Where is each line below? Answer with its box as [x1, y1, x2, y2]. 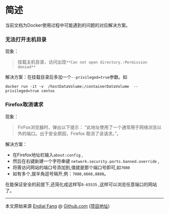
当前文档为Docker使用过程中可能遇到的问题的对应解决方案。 [5, 22, 131, 28]
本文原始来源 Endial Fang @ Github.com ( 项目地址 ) [5, 203, 110, 209]
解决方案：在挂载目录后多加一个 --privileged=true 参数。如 [5, 74, 127, 80]
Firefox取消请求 [5, 101, 44, 108]
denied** [17, 65, 36, 70]
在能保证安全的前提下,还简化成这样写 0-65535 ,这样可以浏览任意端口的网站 [5, 181, 157, 187]
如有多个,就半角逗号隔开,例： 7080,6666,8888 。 [12, 170, 109, 176]
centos [41, 88, 55, 93]
